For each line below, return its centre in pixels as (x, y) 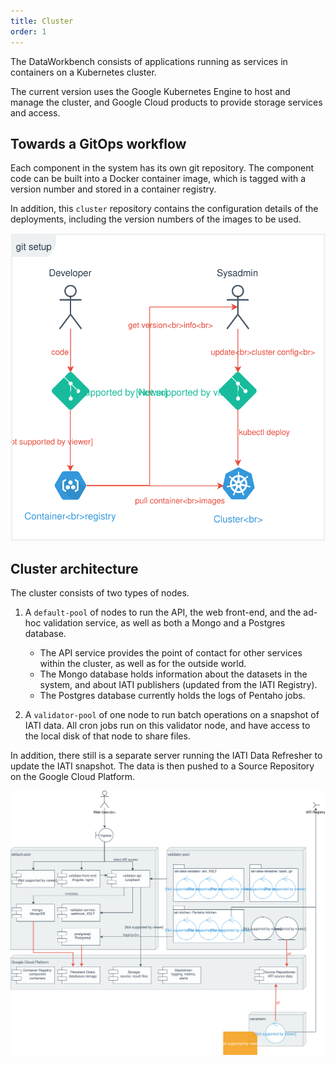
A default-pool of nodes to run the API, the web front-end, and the (163, 612)
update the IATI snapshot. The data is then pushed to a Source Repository (162, 766)
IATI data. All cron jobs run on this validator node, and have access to (167, 726)
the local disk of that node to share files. (107, 736)
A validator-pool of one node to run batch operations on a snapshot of (172, 715)
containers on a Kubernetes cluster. (83, 72)
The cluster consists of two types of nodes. (100, 593)
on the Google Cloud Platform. (73, 777)
